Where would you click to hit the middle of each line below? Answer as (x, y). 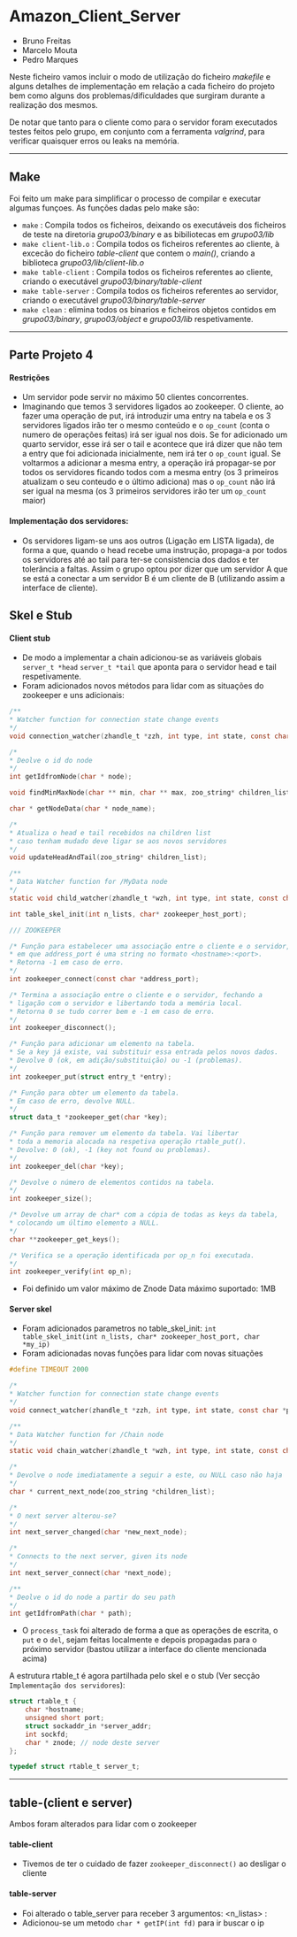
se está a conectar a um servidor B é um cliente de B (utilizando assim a (153, 578)
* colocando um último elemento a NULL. (85, 1223)
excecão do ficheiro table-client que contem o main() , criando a (138, 253)
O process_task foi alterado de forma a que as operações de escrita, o (150, 1631)
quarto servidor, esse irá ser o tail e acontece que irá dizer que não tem (152, 444)
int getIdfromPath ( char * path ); (71, 1614)
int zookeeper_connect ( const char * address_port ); (104, 980)
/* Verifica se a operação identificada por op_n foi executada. (132, 1255)
